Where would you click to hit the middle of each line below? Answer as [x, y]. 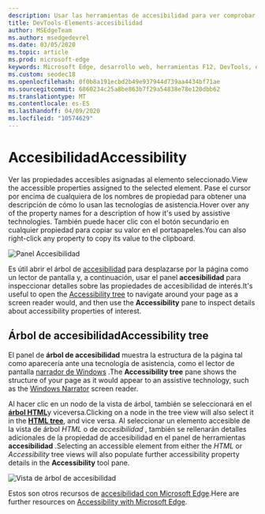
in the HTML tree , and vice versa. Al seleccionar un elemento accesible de [129, 421]
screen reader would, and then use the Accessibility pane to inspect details [132, 302]
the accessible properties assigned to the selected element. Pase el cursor [129, 187]
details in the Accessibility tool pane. [69, 463]
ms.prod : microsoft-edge [49, 60]
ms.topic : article [38, 52]
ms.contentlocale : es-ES [49, 104]
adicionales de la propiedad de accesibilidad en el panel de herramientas [127, 437]
